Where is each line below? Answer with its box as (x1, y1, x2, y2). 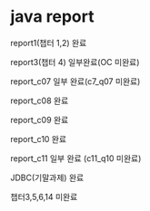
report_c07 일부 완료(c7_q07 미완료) (10, 75, 141, 87)
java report (10, 6, 95, 27)
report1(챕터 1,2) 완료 (10, 37, 87, 48)
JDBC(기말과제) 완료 (10, 172, 85, 183)
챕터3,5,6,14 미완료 (10, 191, 78, 202)
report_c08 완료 (10, 95, 69, 106)
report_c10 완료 (10, 133, 67, 144)
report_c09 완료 (10, 114, 69, 125)
